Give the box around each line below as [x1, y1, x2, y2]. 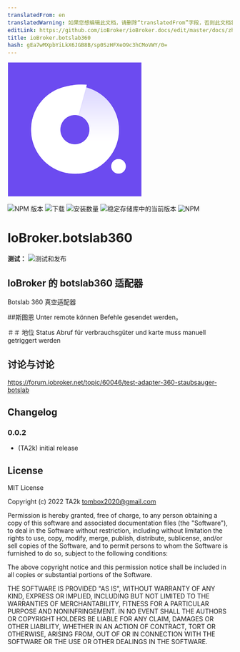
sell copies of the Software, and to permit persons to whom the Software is [7, 541, 229, 550]
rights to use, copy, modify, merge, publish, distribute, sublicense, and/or [7, 534, 223, 543]
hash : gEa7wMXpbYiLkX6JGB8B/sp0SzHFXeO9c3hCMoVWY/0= [7, 41, 168, 49]
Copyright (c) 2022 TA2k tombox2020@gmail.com [7, 497, 156, 506]
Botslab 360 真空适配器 [7, 297, 76, 306]
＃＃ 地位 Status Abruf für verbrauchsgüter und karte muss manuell [7, 328, 206, 336]
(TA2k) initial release [17, 443, 79, 453]
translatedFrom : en [7, 11, 66, 19]
